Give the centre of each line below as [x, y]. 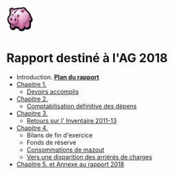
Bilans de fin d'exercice [60, 135]
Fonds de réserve [51, 142]
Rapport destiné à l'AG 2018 [87, 58]
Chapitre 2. [32, 98]
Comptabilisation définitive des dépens [82, 106]
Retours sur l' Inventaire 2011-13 [72, 120]
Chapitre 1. [32, 84]
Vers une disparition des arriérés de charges [89, 157]
